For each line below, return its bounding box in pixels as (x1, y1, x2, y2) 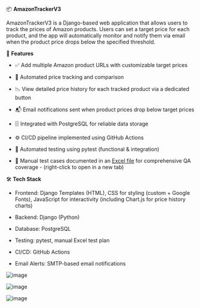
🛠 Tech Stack (6, 176, 42, 182)
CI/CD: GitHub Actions (14, 248, 70, 255)
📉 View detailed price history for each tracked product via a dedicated (14, 86, 190, 92)
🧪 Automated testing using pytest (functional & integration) (14, 146, 159, 153)
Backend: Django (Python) (14, 214, 80, 221)
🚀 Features (6, 50, 34, 57)
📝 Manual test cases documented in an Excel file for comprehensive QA (14, 157, 191, 164)
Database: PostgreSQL (14, 225, 71, 232)
